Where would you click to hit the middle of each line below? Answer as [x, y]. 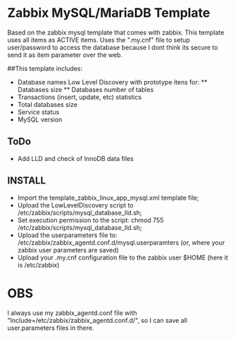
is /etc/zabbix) [38, 264]
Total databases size [47, 104]
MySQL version [40, 119]
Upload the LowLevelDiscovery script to [75, 205]
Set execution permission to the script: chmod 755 [90, 220]
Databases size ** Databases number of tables [85, 89]
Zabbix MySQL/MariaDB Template [109, 13]
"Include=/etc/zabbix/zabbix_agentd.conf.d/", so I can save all [97, 320]
